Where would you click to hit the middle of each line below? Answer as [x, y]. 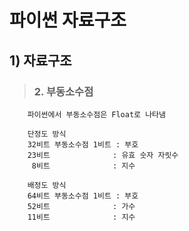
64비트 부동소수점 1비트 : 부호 [83, 196]
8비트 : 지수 [83, 166]
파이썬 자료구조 [68, 20]
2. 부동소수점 [63, 91]
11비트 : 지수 [81, 217]
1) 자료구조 [40, 60]
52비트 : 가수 [81, 206]
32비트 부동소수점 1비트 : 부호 [83, 144]
